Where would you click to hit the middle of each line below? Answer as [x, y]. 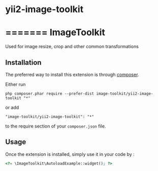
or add [12, 107]
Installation [23, 62]
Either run [15, 84]
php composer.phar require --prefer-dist [50, 94]
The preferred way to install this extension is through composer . [72, 74]
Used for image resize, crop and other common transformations [72, 47]
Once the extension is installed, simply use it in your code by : [70, 154]
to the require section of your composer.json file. [56, 126]
